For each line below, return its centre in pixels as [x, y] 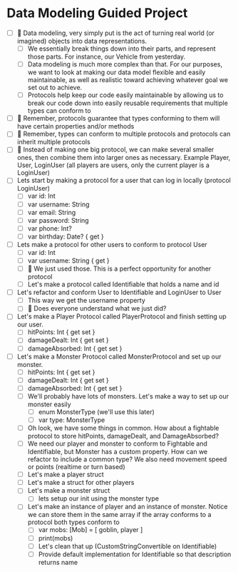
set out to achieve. [55, 88]
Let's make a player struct [66, 475]
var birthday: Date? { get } [66, 236]
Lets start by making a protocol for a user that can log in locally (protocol [124, 181]
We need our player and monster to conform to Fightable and [117, 443]
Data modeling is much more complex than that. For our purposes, [125, 64]
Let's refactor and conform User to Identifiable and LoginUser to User [119, 292]
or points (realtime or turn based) [76, 467]
